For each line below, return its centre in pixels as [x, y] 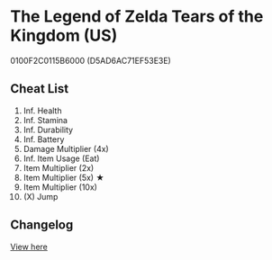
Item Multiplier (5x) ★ [63, 177]
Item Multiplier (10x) [60, 187]
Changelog [42, 225]
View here [29, 247]
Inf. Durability [48, 130]
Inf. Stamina [45, 120]
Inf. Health [42, 111]
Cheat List [40, 89]
